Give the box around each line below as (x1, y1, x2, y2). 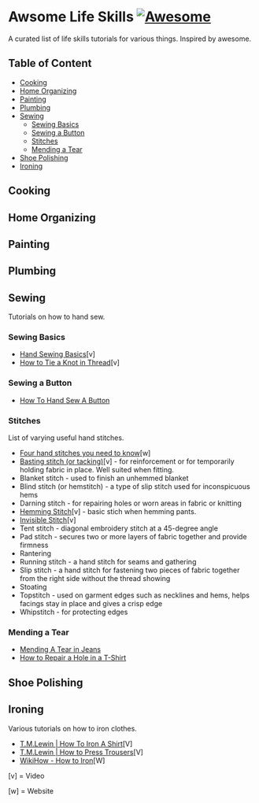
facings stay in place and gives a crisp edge (19, 599, 163, 609)
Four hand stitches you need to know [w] (19, 449, 151, 458)
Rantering (19, 549, 52, 558)
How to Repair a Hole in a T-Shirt (19, 653, 127, 663)
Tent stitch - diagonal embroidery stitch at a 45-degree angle (19, 524, 219, 533)
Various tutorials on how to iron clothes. (8, 723, 138, 733)
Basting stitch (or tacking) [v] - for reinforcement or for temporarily (19, 457, 235, 466)
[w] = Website (8, 786, 54, 795)
